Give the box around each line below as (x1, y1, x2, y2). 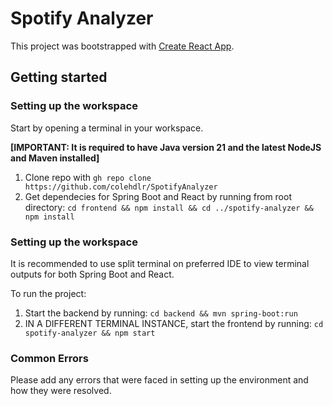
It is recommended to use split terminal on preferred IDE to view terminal (10, 257, 310, 269)
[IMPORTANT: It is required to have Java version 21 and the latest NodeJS (10, 141, 322, 153)
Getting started (10, 69, 108, 86)
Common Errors (10, 351, 89, 365)
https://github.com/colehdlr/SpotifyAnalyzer (24, 182, 218, 192)
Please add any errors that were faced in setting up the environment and (10, 374, 309, 386)
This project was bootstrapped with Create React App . (10, 40, 235, 52)
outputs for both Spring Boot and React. (10, 268, 175, 280)
